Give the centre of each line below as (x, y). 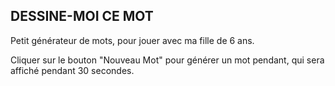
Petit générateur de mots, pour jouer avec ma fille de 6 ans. (132, 40)
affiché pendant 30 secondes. (72, 70)
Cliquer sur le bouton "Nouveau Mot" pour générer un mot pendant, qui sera (167, 60)
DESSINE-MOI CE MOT (82, 16)
